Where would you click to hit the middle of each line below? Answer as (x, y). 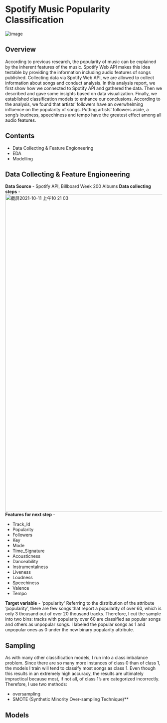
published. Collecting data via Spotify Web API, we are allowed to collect (80, 77)
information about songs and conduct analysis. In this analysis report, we (80, 83)
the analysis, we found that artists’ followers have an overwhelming (74, 104)
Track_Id (21, 524)
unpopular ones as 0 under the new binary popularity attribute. (70, 630)
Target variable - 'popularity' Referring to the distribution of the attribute (80, 603)
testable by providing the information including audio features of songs (78, 72)
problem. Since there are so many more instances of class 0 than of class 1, (83, 663)
